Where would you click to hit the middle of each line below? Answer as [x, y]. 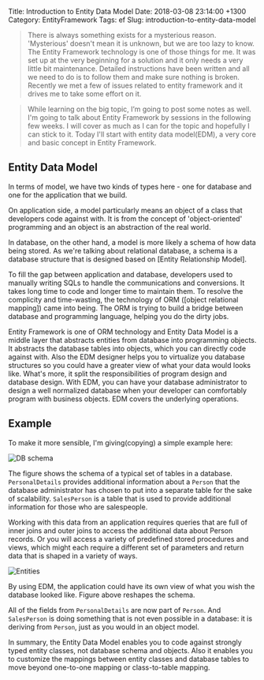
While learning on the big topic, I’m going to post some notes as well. [139, 109]
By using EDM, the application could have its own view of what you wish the [132, 586]
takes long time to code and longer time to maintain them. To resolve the [126, 291]
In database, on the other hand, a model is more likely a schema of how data [132, 242]
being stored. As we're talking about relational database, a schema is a [123, 250]
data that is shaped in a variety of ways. [73, 555]
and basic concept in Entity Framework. [92, 143]
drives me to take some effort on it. [84, 94]
